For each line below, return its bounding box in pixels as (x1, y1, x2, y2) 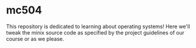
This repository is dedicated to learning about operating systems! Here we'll (6, 23, 190, 30)
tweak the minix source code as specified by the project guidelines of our (6, 29, 184, 36)
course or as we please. (6, 35, 65, 42)
